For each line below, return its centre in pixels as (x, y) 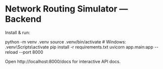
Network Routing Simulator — (67, 9)
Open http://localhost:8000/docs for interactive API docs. (63, 61)
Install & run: (18, 32)
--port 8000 (31, 52)
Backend (23, 19)
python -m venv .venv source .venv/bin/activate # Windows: (66, 41)
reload (11, 52)
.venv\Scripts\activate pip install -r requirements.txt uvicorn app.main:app (79, 47)
